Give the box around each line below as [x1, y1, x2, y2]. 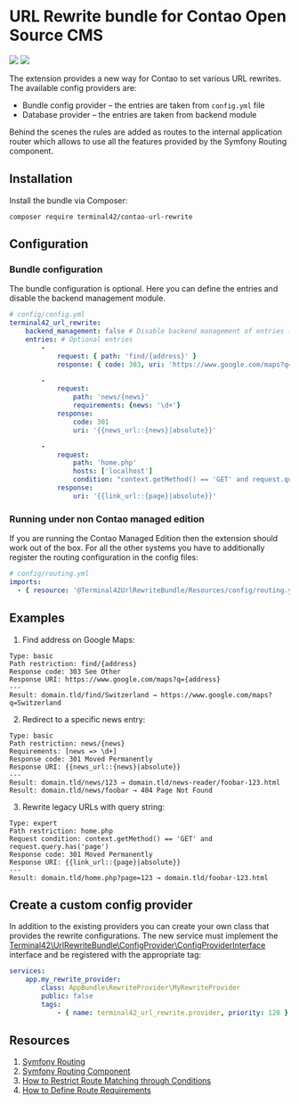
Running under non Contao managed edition [9, 513, 205, 525]
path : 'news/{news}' [72, 392, 149, 402]
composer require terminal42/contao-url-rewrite [9, 212, 193, 221]
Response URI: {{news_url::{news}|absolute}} [9, 762, 181, 771]
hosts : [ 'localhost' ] [72, 466, 153, 476]
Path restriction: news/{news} [9, 738, 125, 748]
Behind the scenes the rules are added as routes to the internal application [9, 127, 283, 137]
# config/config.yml [9, 310, 86, 319]
